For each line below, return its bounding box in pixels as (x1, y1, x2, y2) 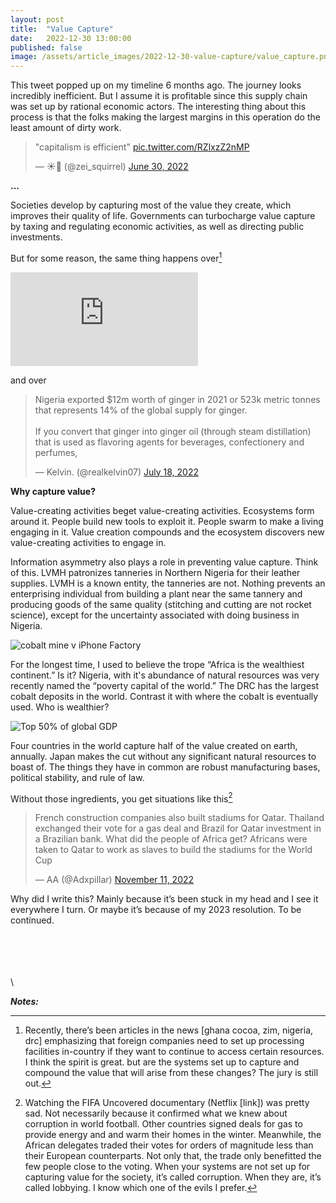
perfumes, (34, 446, 78, 458)
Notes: (10, 996, 40, 1008)
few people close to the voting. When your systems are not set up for (24, 1161, 311, 1173)
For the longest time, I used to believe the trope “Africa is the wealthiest (10, 658, 305, 670)
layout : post (10, 14, 65, 25)
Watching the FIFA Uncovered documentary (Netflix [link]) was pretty (24, 1097, 310, 1109)
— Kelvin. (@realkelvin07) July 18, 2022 (34, 466, 199, 478)
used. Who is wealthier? (10, 701, 110, 713)
